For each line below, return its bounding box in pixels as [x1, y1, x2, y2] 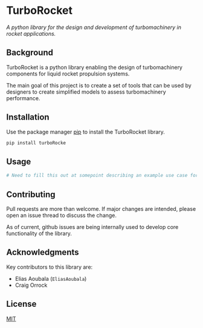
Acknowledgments [6, 247, 80, 257]
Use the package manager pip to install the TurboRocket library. [6, 128, 165, 135]
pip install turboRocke [6, 140, 66, 146]
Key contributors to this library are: [6, 263, 93, 271]
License [6, 299, 37, 309]
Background [6, 48, 53, 58]
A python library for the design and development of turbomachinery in [6, 24, 181, 31]
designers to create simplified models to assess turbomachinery [6, 88, 166, 95]
